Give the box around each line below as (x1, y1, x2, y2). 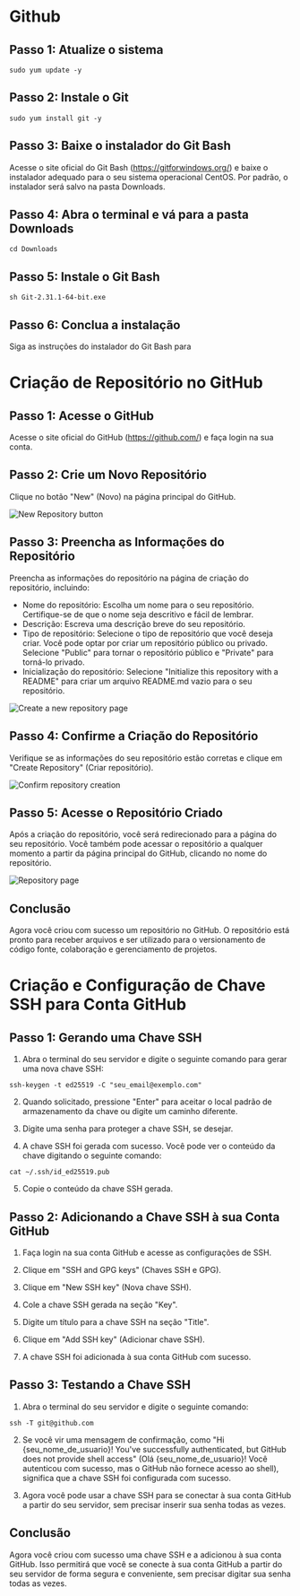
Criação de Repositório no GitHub (9, 372, 263, 393)
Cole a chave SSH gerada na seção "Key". (21, 1299, 178, 1310)
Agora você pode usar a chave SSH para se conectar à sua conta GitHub (21, 1489, 292, 1500)
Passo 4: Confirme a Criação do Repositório (9, 728, 259, 744)
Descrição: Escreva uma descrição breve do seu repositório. (21, 618, 246, 629)
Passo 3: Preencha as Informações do (9, 535, 226, 550)
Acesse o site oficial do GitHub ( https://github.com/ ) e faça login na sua (9, 432, 274, 443)
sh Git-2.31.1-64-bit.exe (9, 293, 106, 302)
